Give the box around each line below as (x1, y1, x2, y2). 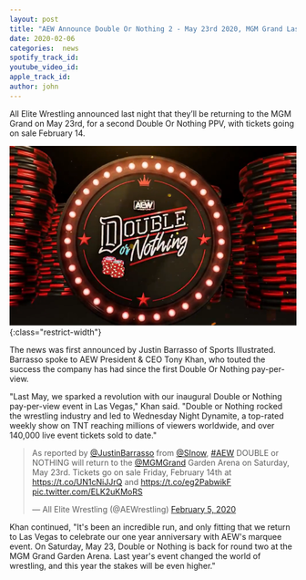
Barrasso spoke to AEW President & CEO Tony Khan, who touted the (9, 354, 266, 365)
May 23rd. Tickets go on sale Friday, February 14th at (31, 466, 232, 478)
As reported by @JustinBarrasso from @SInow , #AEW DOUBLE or (31, 447, 280, 458)
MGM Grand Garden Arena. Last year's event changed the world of (9, 550, 261, 561)
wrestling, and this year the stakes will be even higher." (9, 560, 216, 571)
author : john (9, 82, 59, 91)
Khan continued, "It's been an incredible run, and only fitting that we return (9, 521, 291, 533)
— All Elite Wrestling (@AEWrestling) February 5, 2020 (31, 503, 237, 514)
